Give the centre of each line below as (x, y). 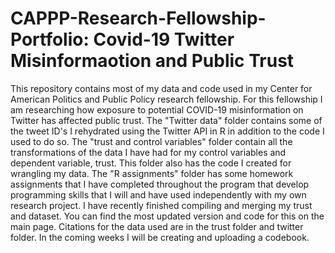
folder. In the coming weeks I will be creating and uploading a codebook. (160, 237)
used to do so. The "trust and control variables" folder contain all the (151, 141)
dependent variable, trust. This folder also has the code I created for (151, 163)
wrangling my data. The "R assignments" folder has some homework (152, 173)
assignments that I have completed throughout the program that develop (160, 184)
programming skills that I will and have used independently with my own (158, 194)
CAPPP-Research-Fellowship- (138, 18)
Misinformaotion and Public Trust (152, 61)
